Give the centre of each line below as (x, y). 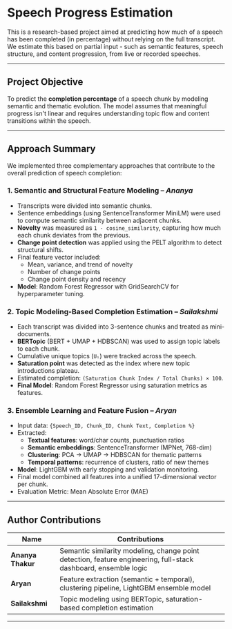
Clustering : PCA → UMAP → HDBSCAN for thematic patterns (115, 455)
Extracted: (32, 433)
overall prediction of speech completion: (65, 173)
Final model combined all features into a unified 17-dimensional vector (117, 477)
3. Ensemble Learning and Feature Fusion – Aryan (92, 411)
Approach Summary (51, 149)
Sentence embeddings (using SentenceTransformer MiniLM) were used (119, 213)
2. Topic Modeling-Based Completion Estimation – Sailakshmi (113, 311)
